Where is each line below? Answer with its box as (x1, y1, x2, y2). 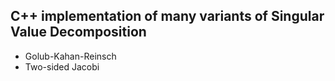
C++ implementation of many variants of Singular (10, 8, 325, 25)
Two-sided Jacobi (24, 60, 100, 73)
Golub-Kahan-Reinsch (24, 50, 117, 62)
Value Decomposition (10, 24, 147, 41)
